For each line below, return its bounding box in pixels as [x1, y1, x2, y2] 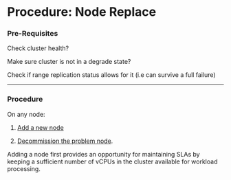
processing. [7, 164, 41, 172]
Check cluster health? [7, 44, 69, 52]
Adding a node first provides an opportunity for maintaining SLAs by [7, 150, 201, 158]
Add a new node [16, 123, 64, 131]
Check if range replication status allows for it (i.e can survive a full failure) [7, 71, 216, 79]
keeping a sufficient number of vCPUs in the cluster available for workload [7, 157, 218, 166]
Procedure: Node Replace [7, 4, 157, 20]
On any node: [7, 110, 46, 118]
